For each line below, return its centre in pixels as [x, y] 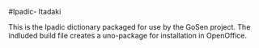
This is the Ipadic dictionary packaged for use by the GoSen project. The [129, 27]
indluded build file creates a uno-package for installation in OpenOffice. [128, 36]
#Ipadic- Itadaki [35, 12]
